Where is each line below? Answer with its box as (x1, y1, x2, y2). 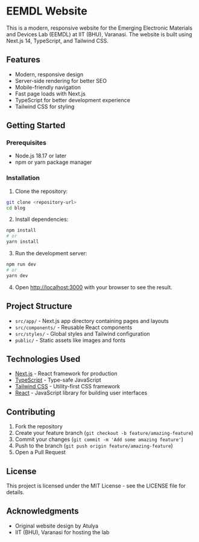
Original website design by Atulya (14, 522, 98, 529)
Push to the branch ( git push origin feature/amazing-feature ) (14, 442, 173, 449)
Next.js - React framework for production (14, 370, 118, 377)
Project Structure (6, 301, 72, 312)
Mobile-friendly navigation (14, 83, 81, 91)
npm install (6, 227, 36, 233)
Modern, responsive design (14, 71, 83, 78)
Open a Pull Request (14, 449, 66, 456)
